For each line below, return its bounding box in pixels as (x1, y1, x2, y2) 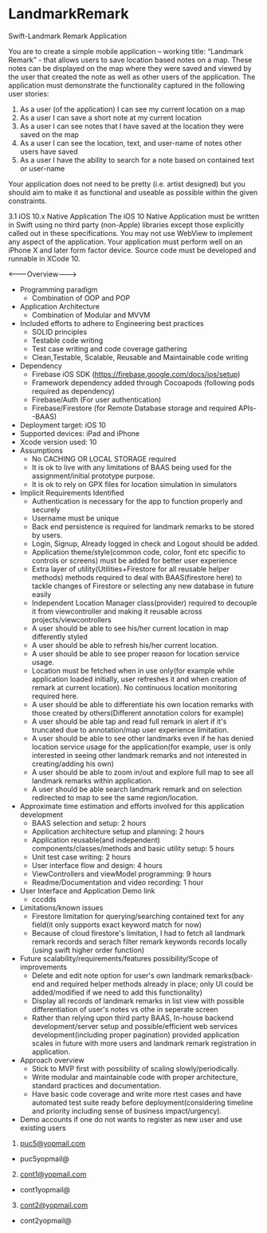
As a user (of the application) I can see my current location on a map (19, 104, 245, 114)
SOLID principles (31, 327, 88, 336)
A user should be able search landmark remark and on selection (31, 784, 242, 794)
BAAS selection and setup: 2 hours (31, 818, 147, 827)
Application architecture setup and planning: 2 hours (31, 827, 205, 836)
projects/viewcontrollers (31, 615, 112, 624)
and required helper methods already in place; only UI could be (46, 979, 253, 988)
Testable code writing (31, 336, 104, 345)
